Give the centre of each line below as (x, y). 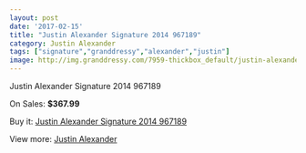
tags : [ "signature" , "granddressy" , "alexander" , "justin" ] (120, 52)
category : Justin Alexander (63, 43)
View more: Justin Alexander (63, 139)
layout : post (34, 18)
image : (22, 60)
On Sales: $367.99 (45, 104)
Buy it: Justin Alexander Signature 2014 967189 (98, 121)
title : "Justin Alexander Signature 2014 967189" (106, 35)
